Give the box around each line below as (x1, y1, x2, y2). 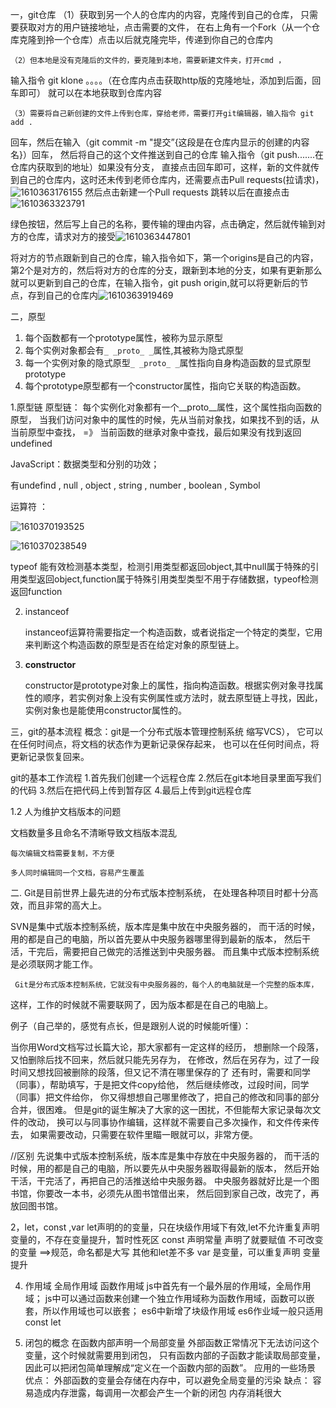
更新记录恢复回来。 (10, 751, 90, 762)
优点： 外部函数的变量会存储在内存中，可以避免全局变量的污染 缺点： (24, 1374, 311, 1386)
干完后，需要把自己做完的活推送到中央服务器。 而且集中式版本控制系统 (27, 946, 320, 957)
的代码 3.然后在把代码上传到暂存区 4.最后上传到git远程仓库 (10, 784, 252, 796)
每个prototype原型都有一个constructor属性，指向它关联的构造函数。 (24, 380, 307, 392)
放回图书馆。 (10, 1200, 63, 1212)
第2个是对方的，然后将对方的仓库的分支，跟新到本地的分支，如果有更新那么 (10, 264, 323, 276)
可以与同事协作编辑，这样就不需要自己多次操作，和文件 (64, 1116, 293, 1128)
